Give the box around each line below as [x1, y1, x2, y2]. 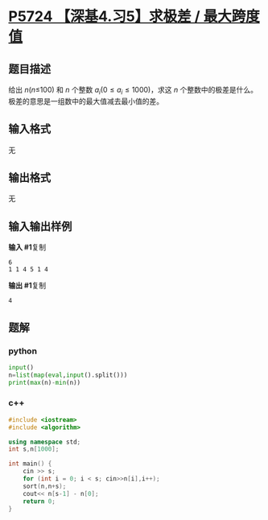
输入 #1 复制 [8, 242, 47, 252]
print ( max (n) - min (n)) [8, 378, 81, 386]
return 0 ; [23, 497, 56, 506]
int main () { [8, 460, 52, 468]
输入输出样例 [8, 219, 72, 233]
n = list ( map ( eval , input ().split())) [8, 371, 128, 379]
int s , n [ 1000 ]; [8, 445, 60, 453]
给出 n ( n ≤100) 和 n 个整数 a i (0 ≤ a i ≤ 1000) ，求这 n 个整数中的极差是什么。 [8, 85, 258, 97]
